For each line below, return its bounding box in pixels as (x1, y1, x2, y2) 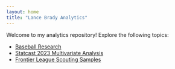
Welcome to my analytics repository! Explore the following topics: (6, 31, 169, 38)
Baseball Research (14, 43, 62, 50)
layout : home (6, 8, 39, 15)
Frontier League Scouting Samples (14, 56, 101, 63)
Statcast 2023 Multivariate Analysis (14, 49, 104, 56)
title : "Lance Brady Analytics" (6, 15, 87, 21)
